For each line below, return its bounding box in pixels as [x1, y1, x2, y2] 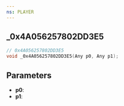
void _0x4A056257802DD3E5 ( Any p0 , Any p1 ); [6, 53, 119, 60]
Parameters [6, 70, 52, 80]
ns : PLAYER [6, 9, 34, 15]
